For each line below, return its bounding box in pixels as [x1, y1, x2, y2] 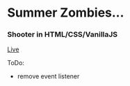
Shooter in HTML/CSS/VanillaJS [7, 30, 118, 40]
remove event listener [17, 72, 80, 80]
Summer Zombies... [7, 5, 124, 21]
